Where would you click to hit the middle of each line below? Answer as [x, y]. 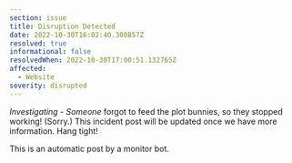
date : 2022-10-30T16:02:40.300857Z [77, 35]
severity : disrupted [49, 86]
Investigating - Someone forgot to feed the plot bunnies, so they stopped [146, 111]
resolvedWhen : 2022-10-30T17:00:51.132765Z [93, 60]
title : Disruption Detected [63, 26]
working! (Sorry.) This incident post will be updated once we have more [143, 121]
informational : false [50, 52]
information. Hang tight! [54, 131]
